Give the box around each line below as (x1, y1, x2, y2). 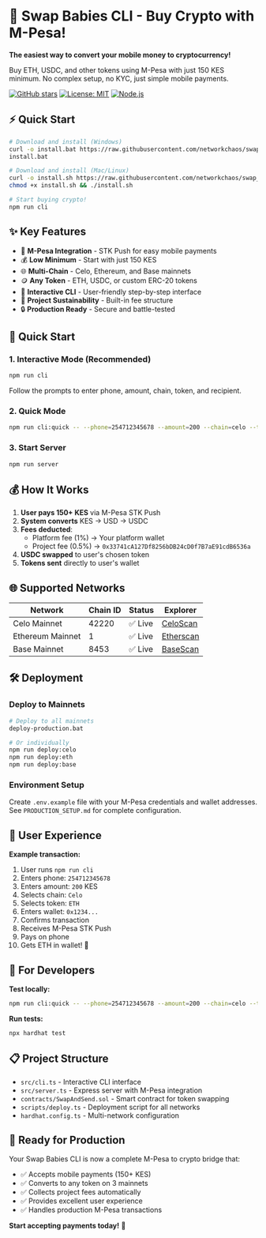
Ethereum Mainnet (13, 631, 81, 642)
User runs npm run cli (20, 865, 94, 875)
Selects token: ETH (20, 898, 80, 908)
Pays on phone (20, 932, 69, 942)
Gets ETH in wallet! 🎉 (20, 940, 89, 950)
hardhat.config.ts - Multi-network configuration (20, 1110, 180, 1120)
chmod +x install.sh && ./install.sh (9, 182, 133, 190)
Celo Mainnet (13, 618, 62, 629)
